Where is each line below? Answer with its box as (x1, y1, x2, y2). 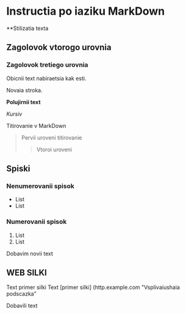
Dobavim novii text (6, 250, 54, 257)
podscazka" (6, 290, 37, 297)
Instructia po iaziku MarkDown (6, 4, 165, 18)
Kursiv (6, 110, 23, 118)
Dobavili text (6, 302, 38, 310)
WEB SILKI (6, 267, 47, 278)
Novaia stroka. (6, 86, 43, 94)
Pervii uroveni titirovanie (21, 133, 82, 141)
